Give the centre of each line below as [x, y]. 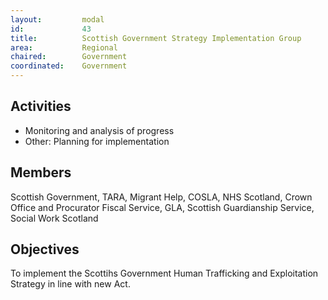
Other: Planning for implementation [97, 141]
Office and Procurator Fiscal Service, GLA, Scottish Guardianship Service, [162, 207]
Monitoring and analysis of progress [99, 130]
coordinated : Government [69, 66]
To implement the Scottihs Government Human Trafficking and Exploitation [164, 273]
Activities [41, 106]
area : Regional [64, 47]
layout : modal [57, 19]
